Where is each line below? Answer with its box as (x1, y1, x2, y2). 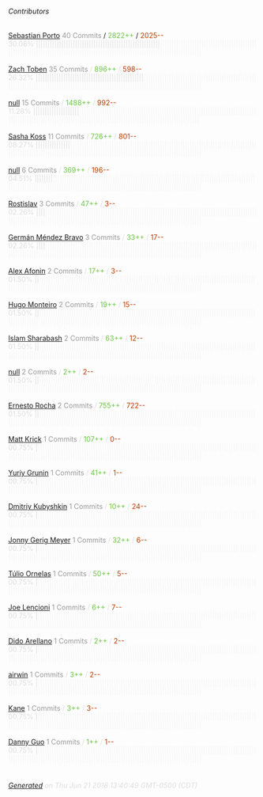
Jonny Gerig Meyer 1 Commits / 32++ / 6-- (8, 535, 148, 545)
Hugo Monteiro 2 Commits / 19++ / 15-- (8, 300, 137, 309)
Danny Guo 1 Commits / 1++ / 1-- (8, 737, 115, 747)
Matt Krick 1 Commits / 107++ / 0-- (8, 435, 121, 444)
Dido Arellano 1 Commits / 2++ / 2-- (8, 636, 125, 646)
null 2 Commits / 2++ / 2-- (8, 367, 94, 377)
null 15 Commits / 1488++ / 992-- (8, 98, 117, 108)
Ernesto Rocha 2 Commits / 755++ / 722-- (8, 400, 146, 411)
